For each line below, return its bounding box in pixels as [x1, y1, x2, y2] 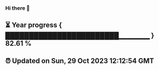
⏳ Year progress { [5, 21, 62, 29]
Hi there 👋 [5, 5, 30, 12]
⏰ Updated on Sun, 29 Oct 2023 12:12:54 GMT [5, 56, 154, 65]
